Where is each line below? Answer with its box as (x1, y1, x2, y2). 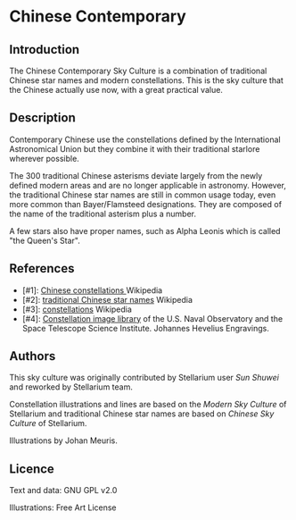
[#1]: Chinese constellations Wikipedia (21, 284, 163, 296)
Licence (9, 461, 55, 476)
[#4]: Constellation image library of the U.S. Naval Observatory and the (21, 313, 284, 323)
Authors (9, 348, 56, 364)
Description (9, 110, 76, 126)
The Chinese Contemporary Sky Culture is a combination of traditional (9, 65, 267, 76)
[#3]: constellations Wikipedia (21, 304, 132, 315)
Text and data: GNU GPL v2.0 (9, 485, 118, 496)
